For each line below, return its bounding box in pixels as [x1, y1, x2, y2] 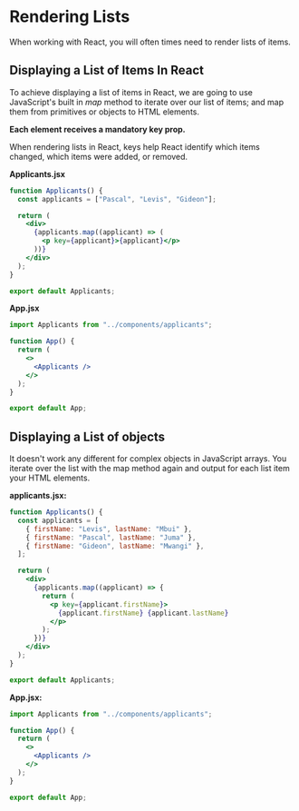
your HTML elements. [9, 472, 91, 483]
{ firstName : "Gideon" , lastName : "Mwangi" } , [25, 541, 205, 550]
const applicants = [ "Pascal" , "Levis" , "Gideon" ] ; [17, 194, 217, 203]
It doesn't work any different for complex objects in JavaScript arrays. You [9, 453, 287, 464]
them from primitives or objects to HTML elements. [9, 106, 200, 117]
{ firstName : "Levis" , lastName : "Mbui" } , [25, 524, 193, 533]
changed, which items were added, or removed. [9, 151, 188, 162]
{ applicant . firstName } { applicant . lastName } [57, 608, 229, 618]
